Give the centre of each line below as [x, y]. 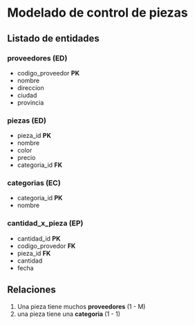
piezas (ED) [27, 121]
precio [26, 158]
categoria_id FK [40, 165]
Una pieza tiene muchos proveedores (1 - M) [81, 306]
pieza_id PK [34, 136]
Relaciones [32, 290]
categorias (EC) [34, 183]
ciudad [27, 95]
